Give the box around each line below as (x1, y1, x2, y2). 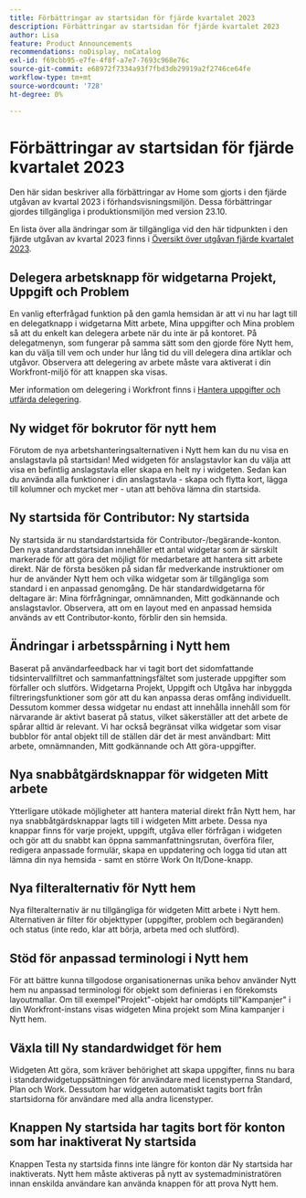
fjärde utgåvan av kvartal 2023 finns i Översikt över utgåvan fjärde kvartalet (9, 234, 294, 245)
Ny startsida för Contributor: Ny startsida (9, 510, 249, 525)
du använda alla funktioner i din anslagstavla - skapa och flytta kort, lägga (9, 474, 288, 485)
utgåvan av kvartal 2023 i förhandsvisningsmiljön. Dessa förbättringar (9, 196, 272, 207)
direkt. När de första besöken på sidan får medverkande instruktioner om (9, 563, 285, 574)
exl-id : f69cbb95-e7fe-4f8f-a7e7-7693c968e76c (9, 56, 190, 65)
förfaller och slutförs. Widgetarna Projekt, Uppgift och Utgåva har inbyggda (9, 682, 292, 693)
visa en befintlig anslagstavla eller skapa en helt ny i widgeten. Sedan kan (9, 464, 287, 475)
